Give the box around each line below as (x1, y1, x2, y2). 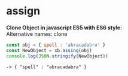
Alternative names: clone (6, 30, 68, 37)
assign (6, 4, 41, 18)
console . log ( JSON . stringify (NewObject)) (6, 53, 109, 59)
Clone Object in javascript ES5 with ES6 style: (6, 24, 123, 31)
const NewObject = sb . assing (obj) (6, 47, 93, 53)
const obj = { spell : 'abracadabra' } (6, 42, 106, 48)
